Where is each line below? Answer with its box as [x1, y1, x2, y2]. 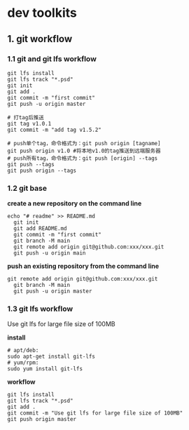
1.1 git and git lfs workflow [7, 54, 97, 64]
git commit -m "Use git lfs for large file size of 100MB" [7, 410, 183, 417]
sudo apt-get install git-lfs [7, 353, 96, 361]
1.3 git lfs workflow [7, 304, 73, 314]
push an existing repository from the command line [7, 262, 160, 271]
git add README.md [13, 225, 68, 232]
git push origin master [7, 416, 77, 423]
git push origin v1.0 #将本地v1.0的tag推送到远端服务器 [7, 147, 161, 154]
